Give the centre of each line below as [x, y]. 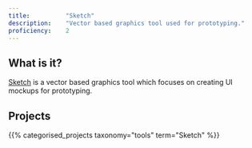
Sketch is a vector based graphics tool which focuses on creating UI [121, 82]
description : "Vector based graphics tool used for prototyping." [127, 23]
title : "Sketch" [51, 16]
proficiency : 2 [39, 30]
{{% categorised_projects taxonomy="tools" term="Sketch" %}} [114, 135]
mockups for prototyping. [50, 91]
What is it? [35, 63]
